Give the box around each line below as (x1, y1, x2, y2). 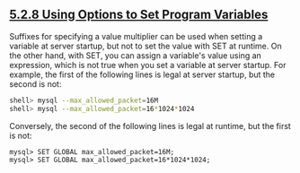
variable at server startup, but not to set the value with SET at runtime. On (9, 40, 282, 51)
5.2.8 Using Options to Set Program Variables (9, 7, 269, 22)
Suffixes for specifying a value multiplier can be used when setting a (9, 30, 263, 41)
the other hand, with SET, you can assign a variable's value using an (9, 49, 262, 61)
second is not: (9, 78, 62, 89)
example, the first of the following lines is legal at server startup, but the (9, 69, 276, 80)
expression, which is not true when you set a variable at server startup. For (9, 59, 287, 70)
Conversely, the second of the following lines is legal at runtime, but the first (9, 120, 292, 131)
